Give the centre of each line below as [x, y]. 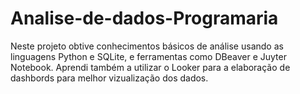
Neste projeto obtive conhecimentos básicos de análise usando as [147, 46]
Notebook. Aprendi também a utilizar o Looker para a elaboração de [150, 67]
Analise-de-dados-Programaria [144, 18]
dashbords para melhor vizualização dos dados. [109, 78]
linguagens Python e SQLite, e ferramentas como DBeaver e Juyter [148, 56]
